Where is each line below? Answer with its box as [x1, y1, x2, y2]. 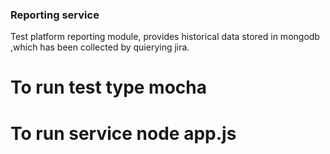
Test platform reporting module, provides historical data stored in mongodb [10, 31, 320, 43]
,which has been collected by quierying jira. [10, 41, 190, 53]
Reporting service [10, 8, 100, 22]
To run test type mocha [10, 76, 208, 99]
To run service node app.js [10, 122, 237, 145]
